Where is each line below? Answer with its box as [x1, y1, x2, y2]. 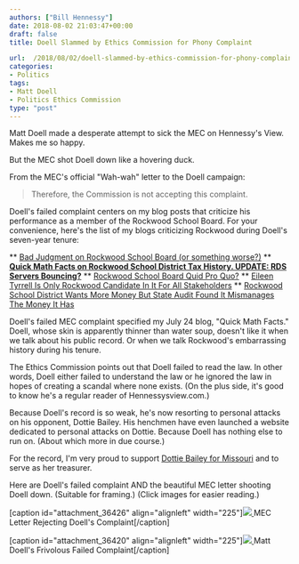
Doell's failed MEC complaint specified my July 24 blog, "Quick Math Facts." [9, 317, 289, 327]
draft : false [9, 29, 58, 38]
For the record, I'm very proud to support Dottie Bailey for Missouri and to [9, 453, 279, 463]
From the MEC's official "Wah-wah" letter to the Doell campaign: [9, 172, 246, 182]
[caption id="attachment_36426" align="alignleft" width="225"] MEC [9, 508, 271, 519]
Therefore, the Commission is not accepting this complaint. [30, 189, 248, 200]
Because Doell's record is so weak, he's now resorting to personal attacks [9, 407, 281, 418]
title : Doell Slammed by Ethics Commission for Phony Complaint [9, 37, 253, 47]
